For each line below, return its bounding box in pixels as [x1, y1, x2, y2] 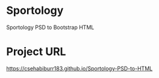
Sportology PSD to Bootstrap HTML [6, 24, 95, 31]
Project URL [6, 45, 66, 59]
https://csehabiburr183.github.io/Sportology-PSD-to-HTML [6, 65, 153, 72]
